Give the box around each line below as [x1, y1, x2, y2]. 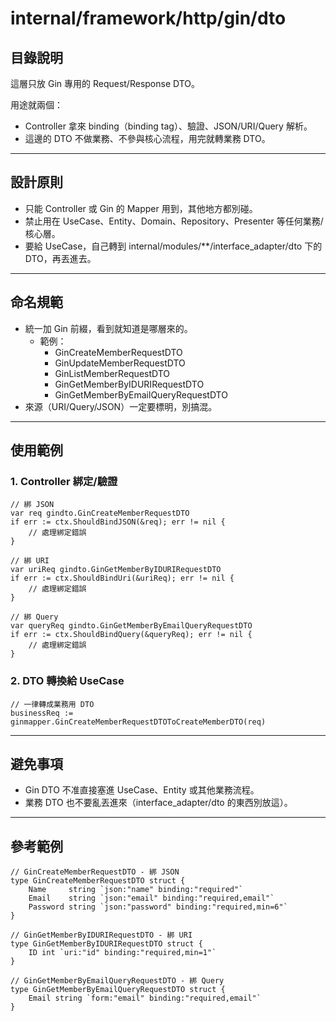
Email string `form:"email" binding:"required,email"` [28, 993, 262, 1004]
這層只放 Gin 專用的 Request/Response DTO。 [10, 78, 201, 89]
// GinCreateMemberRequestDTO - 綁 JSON [10, 867, 180, 877]
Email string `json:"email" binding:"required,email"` [28, 893, 275, 904]
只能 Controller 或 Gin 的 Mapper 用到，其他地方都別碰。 [24, 202, 258, 214]
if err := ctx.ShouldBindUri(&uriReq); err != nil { [10, 573, 235, 584]
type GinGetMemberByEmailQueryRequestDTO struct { [10, 985, 226, 995]
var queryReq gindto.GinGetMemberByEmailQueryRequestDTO [10, 621, 253, 631]
